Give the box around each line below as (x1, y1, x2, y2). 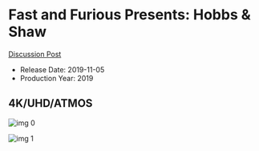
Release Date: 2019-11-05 (19, 64, 105, 74)
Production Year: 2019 (19, 73, 94, 83)
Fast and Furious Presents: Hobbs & (8, 6, 251, 24)
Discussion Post (8, 49, 62, 59)
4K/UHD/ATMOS (8, 96, 93, 110)
